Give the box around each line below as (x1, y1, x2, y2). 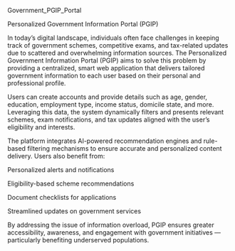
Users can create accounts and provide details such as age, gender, (7, 92, 208, 101)
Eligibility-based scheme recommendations (7, 179, 135, 188)
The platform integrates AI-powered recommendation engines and (7, 137, 202, 145)
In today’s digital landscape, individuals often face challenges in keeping (7, 33, 219, 42)
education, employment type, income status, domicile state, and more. (7, 100, 214, 109)
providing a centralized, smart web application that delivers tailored (7, 64, 205, 72)
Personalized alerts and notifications (7, 166, 115, 173)
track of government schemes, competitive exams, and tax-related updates (7, 41, 229, 49)
